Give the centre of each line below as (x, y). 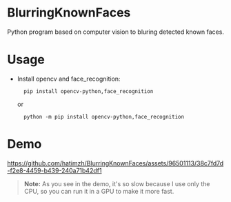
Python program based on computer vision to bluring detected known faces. (115, 32)
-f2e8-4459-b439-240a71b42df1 (54, 170)
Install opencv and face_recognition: (69, 79)
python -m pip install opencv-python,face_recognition (104, 117)
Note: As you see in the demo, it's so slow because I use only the (117, 183)
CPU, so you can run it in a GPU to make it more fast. (99, 191)
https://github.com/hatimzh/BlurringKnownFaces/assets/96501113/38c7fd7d (115, 163)
